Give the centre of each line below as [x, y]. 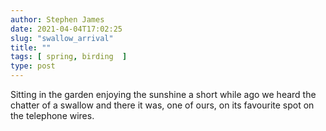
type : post [33, 66]
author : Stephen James [57, 19]
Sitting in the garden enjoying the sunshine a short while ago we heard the [163, 94]
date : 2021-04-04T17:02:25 [66, 29]
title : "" [31, 47]
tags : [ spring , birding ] [69, 57]
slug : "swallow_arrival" [62, 38]
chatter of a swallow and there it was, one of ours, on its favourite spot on [162, 105]
